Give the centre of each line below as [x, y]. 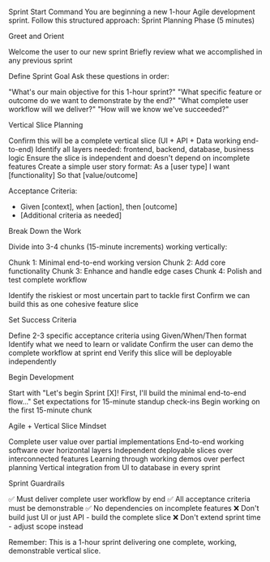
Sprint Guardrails [36, 483]
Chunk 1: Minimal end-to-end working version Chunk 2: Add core [117, 262]
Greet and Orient [36, 36]
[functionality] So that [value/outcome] [73, 175]
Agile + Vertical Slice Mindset [58, 426]
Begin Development [41, 377]
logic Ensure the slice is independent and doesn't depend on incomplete [129, 158]
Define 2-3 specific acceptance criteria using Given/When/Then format [128, 335]
